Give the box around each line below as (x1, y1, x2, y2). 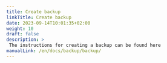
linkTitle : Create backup (6, 14, 71, 20)
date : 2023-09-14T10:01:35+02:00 (6, 20, 91, 26)
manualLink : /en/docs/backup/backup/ (6, 48, 102, 54)
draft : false (6, 31, 39, 37)
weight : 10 (6, 25, 34, 32)
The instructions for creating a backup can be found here (8, 43, 162, 49)
